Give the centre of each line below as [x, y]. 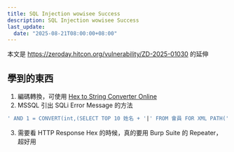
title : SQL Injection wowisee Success [64, 14]
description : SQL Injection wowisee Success [73, 20]
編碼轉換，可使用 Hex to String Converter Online [87, 97]
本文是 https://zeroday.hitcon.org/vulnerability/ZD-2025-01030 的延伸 [108, 54]
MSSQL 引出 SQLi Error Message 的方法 [75, 105]
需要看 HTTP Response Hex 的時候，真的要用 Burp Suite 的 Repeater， [120, 132]
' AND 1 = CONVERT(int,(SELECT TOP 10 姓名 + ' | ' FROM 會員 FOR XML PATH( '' [120, 119]
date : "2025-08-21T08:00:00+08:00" [66, 33]
